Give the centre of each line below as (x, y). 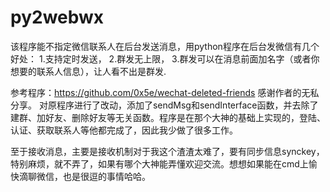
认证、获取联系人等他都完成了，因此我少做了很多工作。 (124, 130)
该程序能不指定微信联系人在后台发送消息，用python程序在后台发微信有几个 (165, 46)
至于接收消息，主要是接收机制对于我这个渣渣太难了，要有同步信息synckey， (167, 151)
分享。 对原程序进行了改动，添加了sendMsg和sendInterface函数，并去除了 (164, 105)
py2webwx (57, 17)
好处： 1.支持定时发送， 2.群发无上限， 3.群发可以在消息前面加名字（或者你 (165, 58)
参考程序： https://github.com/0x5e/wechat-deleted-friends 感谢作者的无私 (165, 92)
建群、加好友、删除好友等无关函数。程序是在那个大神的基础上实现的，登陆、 (168, 117)
